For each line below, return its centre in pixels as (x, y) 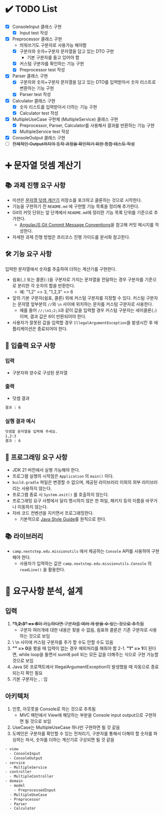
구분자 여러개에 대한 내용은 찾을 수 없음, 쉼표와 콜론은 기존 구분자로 (84, 630)
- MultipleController (32, 777)
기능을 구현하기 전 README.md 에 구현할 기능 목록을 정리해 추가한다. (76, 206)
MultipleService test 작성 (44, 131)
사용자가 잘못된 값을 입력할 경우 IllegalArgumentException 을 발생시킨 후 (82, 322)
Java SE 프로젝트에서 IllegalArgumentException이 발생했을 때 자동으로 (81, 667)
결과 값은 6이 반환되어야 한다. (58, 316)
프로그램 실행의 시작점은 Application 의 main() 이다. (63, 476)
